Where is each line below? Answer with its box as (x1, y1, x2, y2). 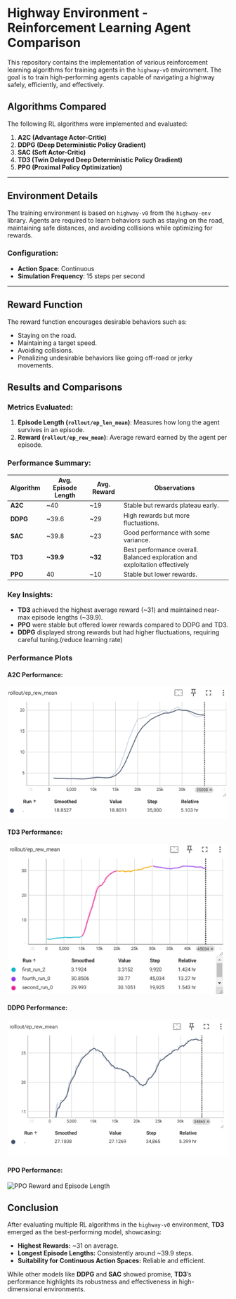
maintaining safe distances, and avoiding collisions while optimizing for (7, 223, 213, 232)
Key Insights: (7, 589, 53, 599)
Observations (154, 483, 195, 492)
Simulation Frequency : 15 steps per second (17, 272, 145, 280)
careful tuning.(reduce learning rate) (17, 636, 123, 644)
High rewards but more (123, 511, 190, 519)
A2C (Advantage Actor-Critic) (17, 133, 107, 141)
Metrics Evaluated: (7, 402, 74, 412)
